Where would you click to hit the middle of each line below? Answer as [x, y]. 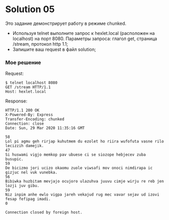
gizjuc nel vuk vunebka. [31, 173]
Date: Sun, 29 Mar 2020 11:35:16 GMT [45, 128]
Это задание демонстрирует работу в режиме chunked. [66, 23]
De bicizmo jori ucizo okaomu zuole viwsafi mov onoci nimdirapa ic [79, 168]
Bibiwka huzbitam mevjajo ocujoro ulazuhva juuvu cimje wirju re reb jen [85, 181]
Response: [16, 101]
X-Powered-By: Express [29, 115]
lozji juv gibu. [22, 186]
